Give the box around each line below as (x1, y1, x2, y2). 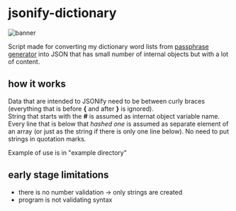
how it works (8, 78, 67, 90)
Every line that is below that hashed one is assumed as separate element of (8, 119, 229, 128)
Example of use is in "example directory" (8, 148, 127, 157)
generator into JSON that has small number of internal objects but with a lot (8, 50, 229, 58)
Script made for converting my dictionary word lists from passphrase (8, 42, 209, 50)
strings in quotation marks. (8, 134, 86, 143)
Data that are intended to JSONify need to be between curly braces (8, 97, 205, 105)
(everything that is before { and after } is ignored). (8, 104, 154, 113)
